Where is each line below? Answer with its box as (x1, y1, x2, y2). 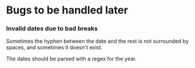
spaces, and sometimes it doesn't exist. (6, 44, 103, 51)
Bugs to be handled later (6, 4, 128, 17)
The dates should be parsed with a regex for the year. (6, 55, 137, 62)
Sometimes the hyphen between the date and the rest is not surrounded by (6, 38, 189, 45)
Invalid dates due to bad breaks (6, 25, 98, 33)
